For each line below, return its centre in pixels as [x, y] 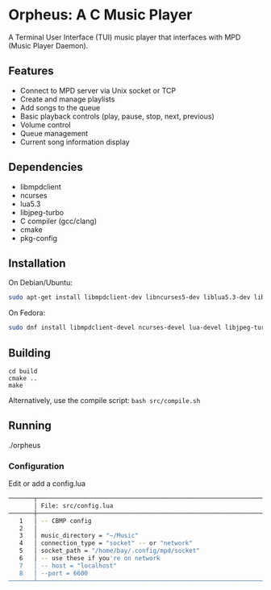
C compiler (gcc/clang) [58, 221]
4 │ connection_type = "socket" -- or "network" [106, 543]
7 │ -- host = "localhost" [68, 566]
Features [31, 71]
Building [29, 353]
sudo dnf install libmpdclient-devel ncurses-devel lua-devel [115, 328]
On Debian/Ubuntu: [40, 283]
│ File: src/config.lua [73, 505]
